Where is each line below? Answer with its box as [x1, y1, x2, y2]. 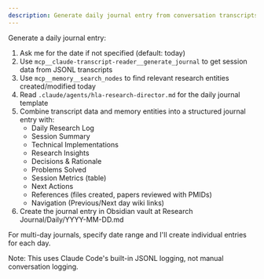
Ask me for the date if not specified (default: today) [19, 48, 186, 57]
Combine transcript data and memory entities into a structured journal [19, 107, 246, 116]
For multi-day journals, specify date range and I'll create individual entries [8, 230, 247, 239]
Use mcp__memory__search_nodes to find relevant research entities [19, 73, 229, 82]
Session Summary [31, 131, 90, 141]
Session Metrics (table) [31, 173, 107, 183]
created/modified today [19, 82, 97, 91]
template [19, 98, 49, 107]
